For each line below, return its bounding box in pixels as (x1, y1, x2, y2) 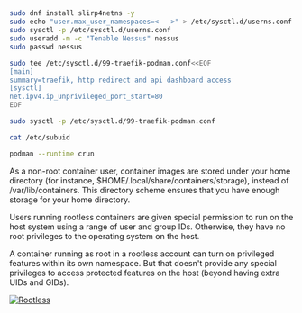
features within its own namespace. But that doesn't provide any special (9, 257, 278, 268)
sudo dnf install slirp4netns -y (9, 9, 135, 18)
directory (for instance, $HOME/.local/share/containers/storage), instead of (9, 174, 289, 185)
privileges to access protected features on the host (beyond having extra (9, 267, 280, 278)
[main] (9, 67, 34, 76)
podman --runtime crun (9, 149, 95, 158)
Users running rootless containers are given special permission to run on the (9, 211, 294, 222)
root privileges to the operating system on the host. (9, 230, 200, 241)
